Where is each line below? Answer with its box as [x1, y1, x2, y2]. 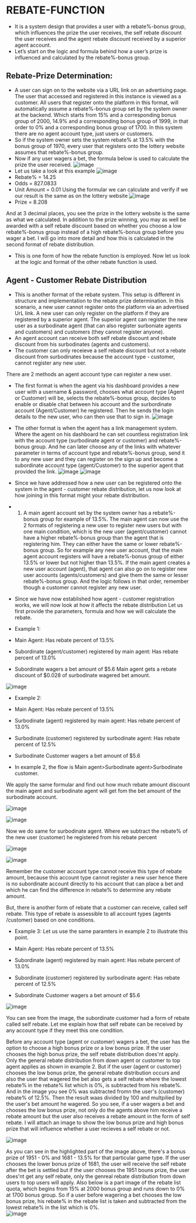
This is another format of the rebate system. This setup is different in [14, 291, 180, 298]
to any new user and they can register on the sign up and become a [14, 455, 178, 462]
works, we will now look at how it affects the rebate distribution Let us [14, 601, 183, 609]
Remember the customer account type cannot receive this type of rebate [6, 867, 183, 875]
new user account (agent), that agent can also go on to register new [23, 565, 188, 572]
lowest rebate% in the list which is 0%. [6, 1204, 99, 1211]
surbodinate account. [6, 793, 58, 801]
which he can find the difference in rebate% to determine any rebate [6, 886, 171, 893]
